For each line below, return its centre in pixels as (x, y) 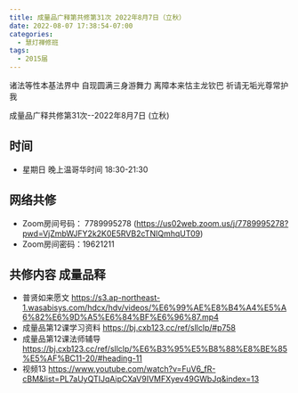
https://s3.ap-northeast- (116, 298)
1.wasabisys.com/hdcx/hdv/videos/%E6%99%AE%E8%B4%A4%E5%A (154, 307)
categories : (31, 34)
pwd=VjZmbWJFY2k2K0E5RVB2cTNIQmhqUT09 (111, 233)
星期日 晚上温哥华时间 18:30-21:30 (85, 169)
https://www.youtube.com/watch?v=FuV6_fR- (132, 369)
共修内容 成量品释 (57, 275)
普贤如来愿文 (45, 298)
